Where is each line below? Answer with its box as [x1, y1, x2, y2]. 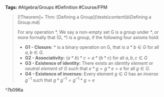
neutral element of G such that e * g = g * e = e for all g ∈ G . [24, 65, 150, 71]
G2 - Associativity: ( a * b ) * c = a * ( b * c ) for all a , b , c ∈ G [24, 55, 147, 61]
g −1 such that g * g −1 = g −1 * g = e [24, 76, 95, 83]
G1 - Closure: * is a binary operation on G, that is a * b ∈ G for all [24, 44, 159, 50]
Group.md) [17, 20, 40, 25]
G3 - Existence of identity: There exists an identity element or [24, 60, 153, 66]
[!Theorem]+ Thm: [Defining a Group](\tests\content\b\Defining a [17, 14, 151, 20]
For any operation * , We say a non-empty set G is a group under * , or [17, 29, 159, 35]
